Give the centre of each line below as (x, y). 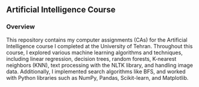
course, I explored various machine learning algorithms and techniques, (94, 52)
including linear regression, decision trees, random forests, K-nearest (91, 58)
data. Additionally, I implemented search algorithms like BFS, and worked (96, 72)
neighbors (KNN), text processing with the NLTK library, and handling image (99, 65)
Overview (21, 27)
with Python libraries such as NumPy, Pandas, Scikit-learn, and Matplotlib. (97, 77)
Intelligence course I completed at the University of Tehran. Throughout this (99, 46)
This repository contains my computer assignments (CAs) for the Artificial (97, 40)
